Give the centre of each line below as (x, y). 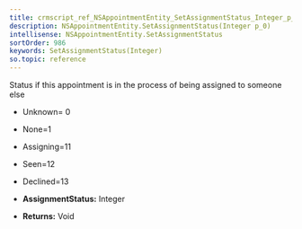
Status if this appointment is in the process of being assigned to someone (146, 85)
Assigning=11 (47, 146)
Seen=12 (39, 164)
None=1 (37, 129)
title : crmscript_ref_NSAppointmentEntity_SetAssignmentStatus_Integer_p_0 (154, 18)
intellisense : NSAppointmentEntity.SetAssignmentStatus (116, 34)
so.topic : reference (48, 59)
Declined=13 (45, 181)
